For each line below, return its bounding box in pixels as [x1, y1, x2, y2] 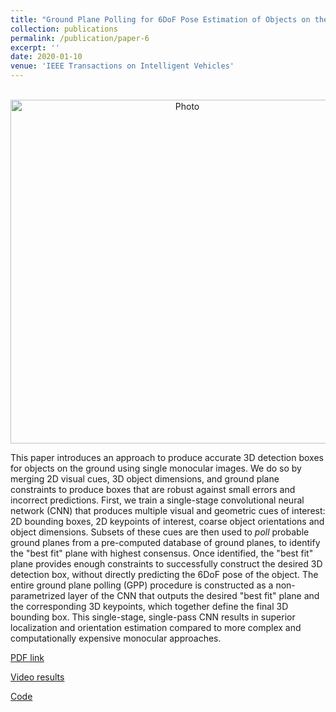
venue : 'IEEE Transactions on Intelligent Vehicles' [10, 61, 235, 71]
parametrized [10, 590, 66, 601]
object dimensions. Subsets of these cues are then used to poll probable [10, 526, 310, 538]
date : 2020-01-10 [10, 52, 83, 62]
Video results [10, 671, 65, 683]
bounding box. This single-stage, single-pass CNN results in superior [10, 611, 296, 623]
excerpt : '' [10, 42, 60, 53]
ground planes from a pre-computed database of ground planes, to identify [10, 537, 321, 548]
